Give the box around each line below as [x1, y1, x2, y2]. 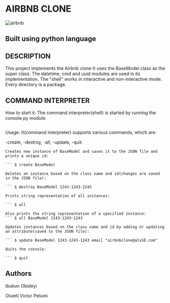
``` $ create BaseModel [5, 162, 56, 167]
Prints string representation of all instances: [5, 193, 110, 198]
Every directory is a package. [5, 82, 67, 88]
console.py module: [5, 115, 47, 121]
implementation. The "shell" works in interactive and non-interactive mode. [5, 76, 162, 82]
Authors [5, 270, 32, 278]
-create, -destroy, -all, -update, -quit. [5, 139, 83, 145]
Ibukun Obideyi [5, 283, 37, 289]
